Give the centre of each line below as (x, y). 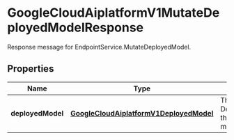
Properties (31, 69)
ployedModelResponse (76, 28)
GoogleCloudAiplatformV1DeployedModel (142, 113)
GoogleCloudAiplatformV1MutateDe (114, 13)
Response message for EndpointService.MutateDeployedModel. (99, 47)
